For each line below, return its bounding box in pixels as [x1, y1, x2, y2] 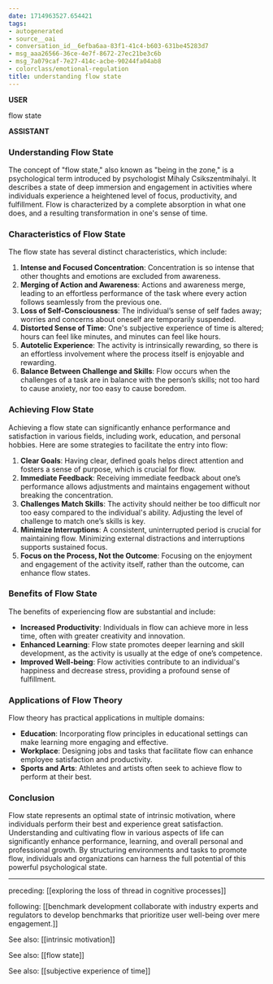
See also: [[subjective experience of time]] [8, 966, 151, 976]
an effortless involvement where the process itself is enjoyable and [19, 349, 245, 359]
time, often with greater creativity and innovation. [19, 631, 185, 641]
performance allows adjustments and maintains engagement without [19, 481, 250, 491]
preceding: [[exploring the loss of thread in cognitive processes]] [8, 886, 227, 895]
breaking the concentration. [19, 490, 114, 500]
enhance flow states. [19, 568, 91, 577]
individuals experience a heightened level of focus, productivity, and [8, 190, 237, 200]
